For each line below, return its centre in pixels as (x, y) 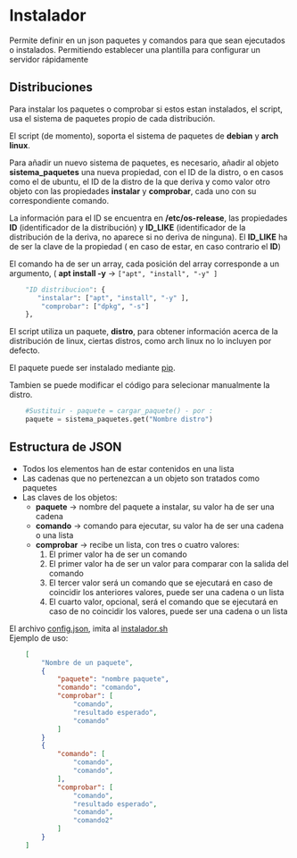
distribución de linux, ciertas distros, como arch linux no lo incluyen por (140, 341)
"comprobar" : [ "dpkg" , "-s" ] (95, 306)
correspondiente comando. (59, 200)
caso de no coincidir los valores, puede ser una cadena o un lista (168, 611)
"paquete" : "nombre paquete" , (113, 679)
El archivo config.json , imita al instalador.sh (89, 628)
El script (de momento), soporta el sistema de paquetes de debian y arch (144, 136)
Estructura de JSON (66, 447)
